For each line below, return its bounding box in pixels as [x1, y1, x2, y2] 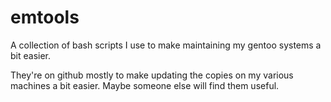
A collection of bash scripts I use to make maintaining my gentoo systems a [10, 39, 322, 51]
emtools [10, 6, 80, 29]
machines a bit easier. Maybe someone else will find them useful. [10, 79, 280, 91]
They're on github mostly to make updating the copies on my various [10, 69, 294, 81]
